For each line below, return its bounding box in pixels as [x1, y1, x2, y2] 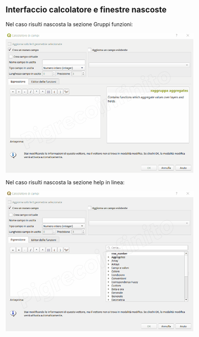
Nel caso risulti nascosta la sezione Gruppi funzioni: [5, 20, 133, 27]
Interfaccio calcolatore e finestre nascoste [5, 5, 167, 15]
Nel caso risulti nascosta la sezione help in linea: [5, 179, 125, 186]
